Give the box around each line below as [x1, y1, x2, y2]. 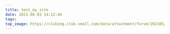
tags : [5, 16, 17, 21]
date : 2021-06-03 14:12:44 [5, 12, 62, 17]
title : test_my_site [5, 7, 49, 12]
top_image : [5, 21, 28, 26]
